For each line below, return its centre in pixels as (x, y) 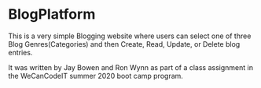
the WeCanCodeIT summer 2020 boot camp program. (96, 76)
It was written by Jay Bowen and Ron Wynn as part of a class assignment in (131, 67)
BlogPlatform (52, 14)
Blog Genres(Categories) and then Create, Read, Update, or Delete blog (124, 44)
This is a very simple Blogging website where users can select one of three (130, 36)
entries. (20, 52)
